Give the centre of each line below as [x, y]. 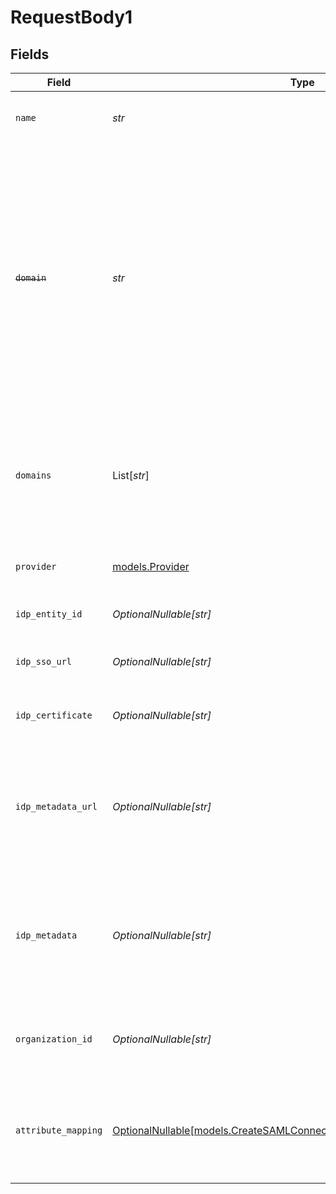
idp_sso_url [44, 661]
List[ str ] [131, 475]
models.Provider [151, 566]
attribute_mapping [59, 1130]
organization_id [54, 1039]
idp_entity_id [49, 614]
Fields [30, 54]
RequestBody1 [71, 17]
